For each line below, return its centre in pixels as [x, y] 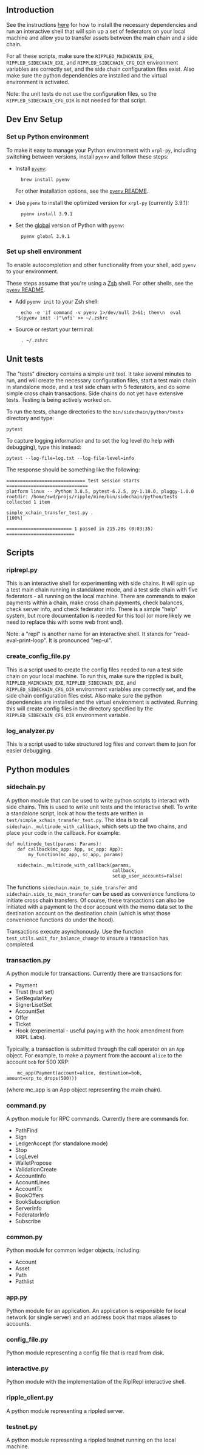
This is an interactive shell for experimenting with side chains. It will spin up [101, 583]
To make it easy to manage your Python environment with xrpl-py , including [102, 150]
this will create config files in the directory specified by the [80, 708]
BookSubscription [37, 1202]
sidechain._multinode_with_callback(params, [74, 865]
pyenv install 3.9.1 [47, 214]
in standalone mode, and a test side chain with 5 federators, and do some [98, 387]
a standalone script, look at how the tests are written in [75, 813]
